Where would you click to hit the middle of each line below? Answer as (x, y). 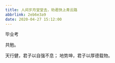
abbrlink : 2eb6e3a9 (26, 15)
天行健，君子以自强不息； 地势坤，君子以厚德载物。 (59, 55)
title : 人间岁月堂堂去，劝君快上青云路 (41, 10)
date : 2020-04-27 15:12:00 (34, 19)
